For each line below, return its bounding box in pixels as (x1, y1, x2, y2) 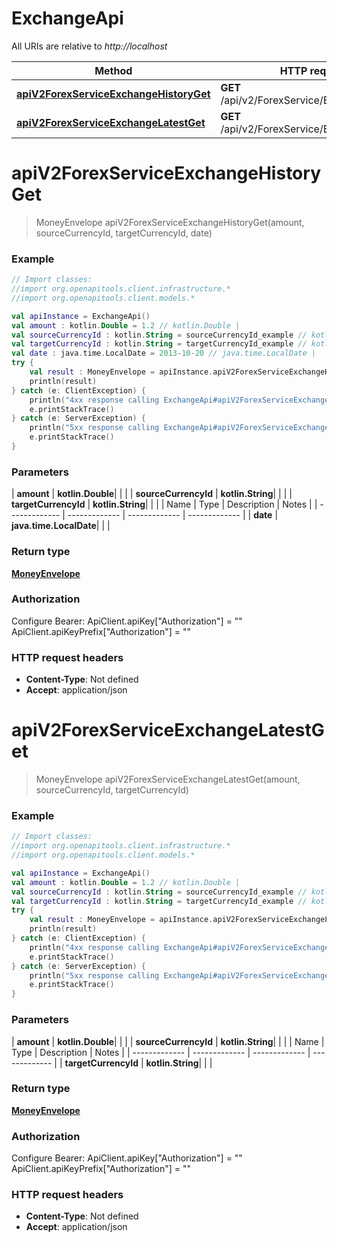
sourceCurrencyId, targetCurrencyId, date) (35, 227, 213, 239)
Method (94, 63, 133, 77)
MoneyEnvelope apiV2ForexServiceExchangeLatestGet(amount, (35, 773, 301, 786)
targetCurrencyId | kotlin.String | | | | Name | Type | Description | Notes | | (11, 498, 318, 511)
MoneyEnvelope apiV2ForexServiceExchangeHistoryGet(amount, (35, 216, 305, 228)
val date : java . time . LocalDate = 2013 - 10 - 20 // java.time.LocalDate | (11, 348, 316, 359)
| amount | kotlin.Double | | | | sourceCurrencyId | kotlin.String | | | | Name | (11, 1035, 325, 1047)
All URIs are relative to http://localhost (11, 40, 168, 52)
